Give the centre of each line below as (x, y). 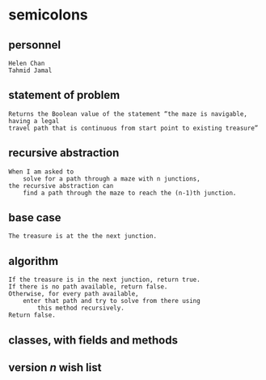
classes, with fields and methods (93, 340)
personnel (35, 45)
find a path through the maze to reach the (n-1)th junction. (130, 193)
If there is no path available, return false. (88, 287)
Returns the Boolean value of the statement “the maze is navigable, (128, 114)
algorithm (34, 261)
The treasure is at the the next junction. (83, 237)
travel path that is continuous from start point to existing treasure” (133, 128)
